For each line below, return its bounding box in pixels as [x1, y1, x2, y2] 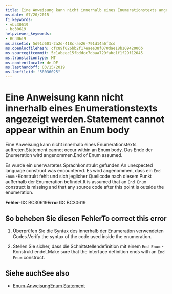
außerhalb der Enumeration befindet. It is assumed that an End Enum [5, 178, 147, 185]
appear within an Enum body [5, 124, 130, 136]
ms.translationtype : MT [5, 55, 56, 61]
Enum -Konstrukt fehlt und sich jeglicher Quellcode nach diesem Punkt [5, 173, 152, 179]
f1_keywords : [5, 17, 33, 22]
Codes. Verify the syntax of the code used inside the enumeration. [12, 233, 152, 239]
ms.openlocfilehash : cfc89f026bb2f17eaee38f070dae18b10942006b [5, 46, 143, 51]
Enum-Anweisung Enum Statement [12, 283, 85, 289]
